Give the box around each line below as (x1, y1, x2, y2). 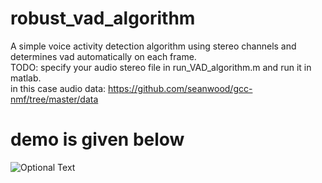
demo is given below (10, 128, 185, 151)
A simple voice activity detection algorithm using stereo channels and (10, 40, 297, 52)
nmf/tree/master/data (10, 93, 99, 105)
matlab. (10, 72, 42, 84)
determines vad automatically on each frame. (10, 50, 197, 62)
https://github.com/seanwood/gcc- (108, 82, 253, 94)
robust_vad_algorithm (10, 7, 196, 30)
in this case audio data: (10, 82, 107, 94)
